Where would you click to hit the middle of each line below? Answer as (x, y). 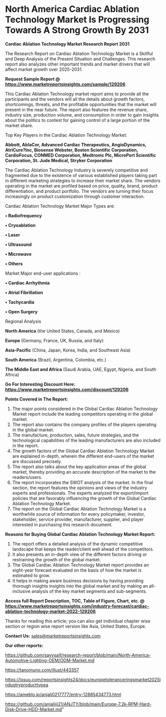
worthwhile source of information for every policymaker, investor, (79, 514)
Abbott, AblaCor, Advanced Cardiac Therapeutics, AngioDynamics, (76, 144)
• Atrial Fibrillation (24, 292)
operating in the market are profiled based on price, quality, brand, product (82, 186)
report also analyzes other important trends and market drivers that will (78, 64)
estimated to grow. (31, 575)
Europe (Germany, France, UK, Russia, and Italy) (54, 340)
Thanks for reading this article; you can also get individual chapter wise (78, 621)
